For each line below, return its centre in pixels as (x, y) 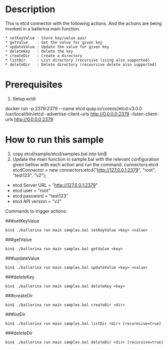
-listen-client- (145, 114)
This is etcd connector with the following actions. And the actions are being (84, 23)
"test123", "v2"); (29, 175)
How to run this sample (54, 140)
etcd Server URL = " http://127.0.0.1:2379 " (55, 185)
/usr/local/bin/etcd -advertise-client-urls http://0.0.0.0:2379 (67, 114)
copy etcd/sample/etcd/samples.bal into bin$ (60, 153)
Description (30, 9)
